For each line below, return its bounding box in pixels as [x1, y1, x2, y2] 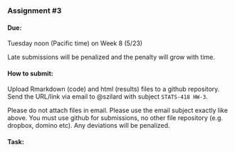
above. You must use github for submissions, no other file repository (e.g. [7, 114, 223, 122]
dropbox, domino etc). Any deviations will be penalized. [7, 121, 170, 130]
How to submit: [7, 69, 53, 77]
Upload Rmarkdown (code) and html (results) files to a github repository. [7, 85, 220, 94]
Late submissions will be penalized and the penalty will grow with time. [7, 53, 215, 62]
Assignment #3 [7, 6, 62, 16]
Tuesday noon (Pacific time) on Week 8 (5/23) [7, 39, 143, 48]
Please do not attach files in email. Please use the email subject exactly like [7, 106, 228, 115]
